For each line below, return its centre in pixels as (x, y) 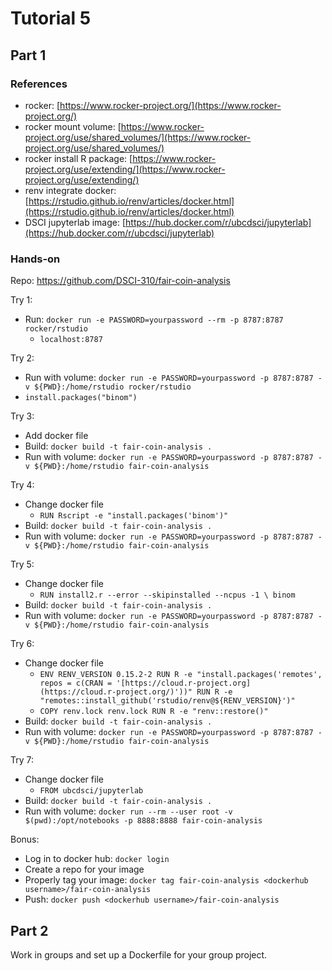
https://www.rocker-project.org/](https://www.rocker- (170, 105)
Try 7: (22, 760)
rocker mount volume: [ (73, 126)
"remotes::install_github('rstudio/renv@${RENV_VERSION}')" (167, 701)
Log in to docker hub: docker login (97, 859)
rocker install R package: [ (78, 158)
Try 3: (22, 416)
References (39, 84)
